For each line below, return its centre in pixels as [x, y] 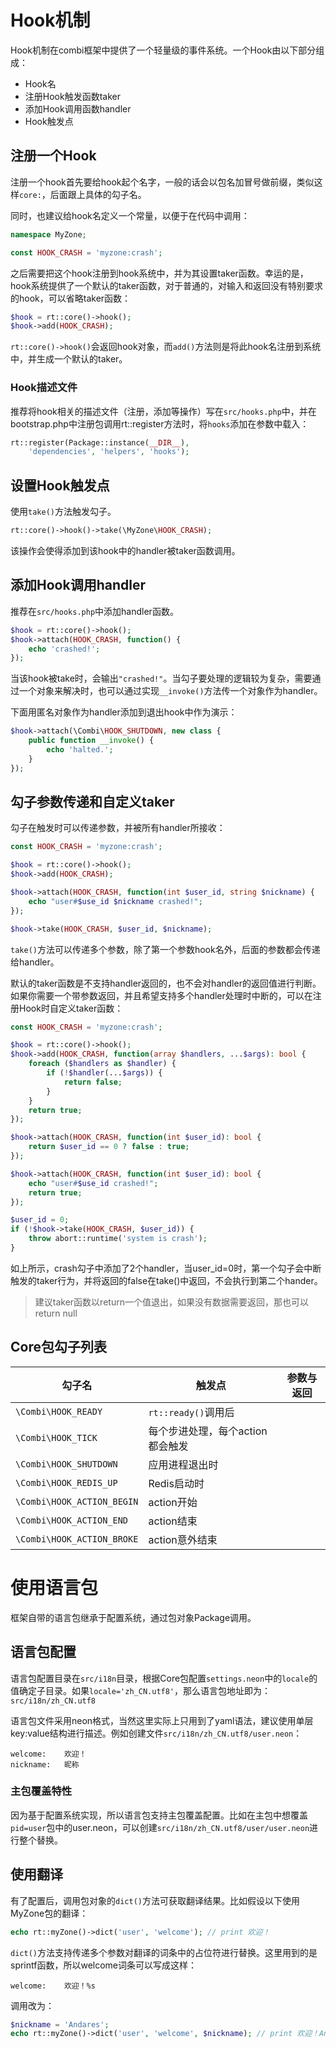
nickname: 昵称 [45, 1764]
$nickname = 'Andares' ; [60, 2024]
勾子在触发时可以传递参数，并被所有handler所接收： [118, 828]
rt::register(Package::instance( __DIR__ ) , [100, 442]
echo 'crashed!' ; [64, 649]
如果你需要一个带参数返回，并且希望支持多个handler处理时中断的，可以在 [161, 995]
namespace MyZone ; [48, 234]
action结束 [173, 1521]
